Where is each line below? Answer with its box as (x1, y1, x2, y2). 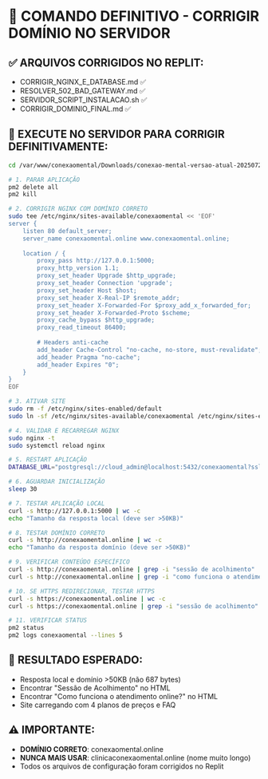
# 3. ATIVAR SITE (8, 397, 66, 405)
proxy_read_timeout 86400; (37, 323, 127, 332)
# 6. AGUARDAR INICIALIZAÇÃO (8, 478, 105, 486)
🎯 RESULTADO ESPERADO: (8, 654, 144, 667)
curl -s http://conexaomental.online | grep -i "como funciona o (8, 572, 230, 581)
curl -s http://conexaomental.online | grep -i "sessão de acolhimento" (8, 566, 255, 574)
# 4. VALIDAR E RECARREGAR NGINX (8, 426, 120, 434)
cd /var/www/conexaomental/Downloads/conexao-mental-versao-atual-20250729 (8, 161, 266, 169)
